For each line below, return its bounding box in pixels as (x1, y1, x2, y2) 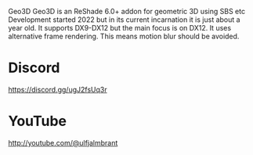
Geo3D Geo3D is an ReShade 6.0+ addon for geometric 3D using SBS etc (8, 7, 245, 16)
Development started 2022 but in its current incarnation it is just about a (8, 15, 240, 24)
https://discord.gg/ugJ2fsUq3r (8, 85, 107, 94)
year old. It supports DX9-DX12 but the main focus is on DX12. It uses (8, 23, 232, 32)
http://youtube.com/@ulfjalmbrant (8, 138, 118, 147)
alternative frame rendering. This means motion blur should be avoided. (8, 31, 240, 41)
